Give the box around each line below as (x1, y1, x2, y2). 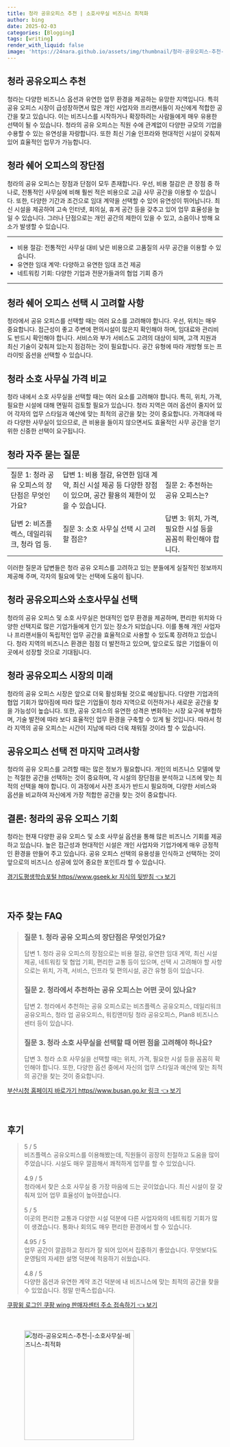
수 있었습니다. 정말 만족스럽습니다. (23, 1287, 116, 1295)
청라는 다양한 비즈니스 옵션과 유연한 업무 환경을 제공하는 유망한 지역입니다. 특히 (7, 95, 219, 103)
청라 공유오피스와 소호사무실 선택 (7, 594, 138, 606)
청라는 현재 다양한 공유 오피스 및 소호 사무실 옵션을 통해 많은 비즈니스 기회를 (7, 833, 210, 841)
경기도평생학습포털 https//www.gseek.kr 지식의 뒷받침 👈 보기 (7, 872, 176, 881)
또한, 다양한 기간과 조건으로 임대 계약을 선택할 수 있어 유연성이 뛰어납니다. (16, 196, 214, 204)
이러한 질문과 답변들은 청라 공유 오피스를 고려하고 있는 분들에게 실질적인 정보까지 (7, 563, 223, 571)
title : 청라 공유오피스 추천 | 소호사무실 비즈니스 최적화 (7, 10, 149, 17)
